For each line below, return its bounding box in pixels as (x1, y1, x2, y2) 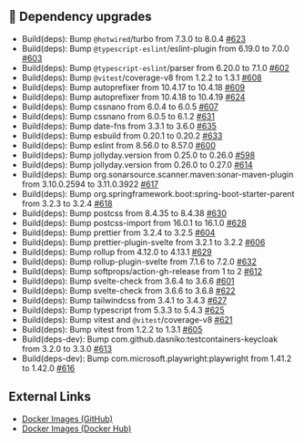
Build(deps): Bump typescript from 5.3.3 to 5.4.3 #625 (21, 304, 225, 315)
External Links (8, 389, 92, 405)
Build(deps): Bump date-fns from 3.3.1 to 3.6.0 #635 (21, 120, 218, 131)
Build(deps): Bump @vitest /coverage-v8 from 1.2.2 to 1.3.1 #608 (21, 72, 262, 83)
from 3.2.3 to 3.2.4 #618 (21, 198, 113, 209)
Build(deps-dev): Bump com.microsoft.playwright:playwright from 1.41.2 (21, 353, 292, 364)
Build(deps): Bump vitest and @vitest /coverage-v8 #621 (21, 314, 233, 325)
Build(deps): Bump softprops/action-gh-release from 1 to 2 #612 (21, 265, 263, 276)
